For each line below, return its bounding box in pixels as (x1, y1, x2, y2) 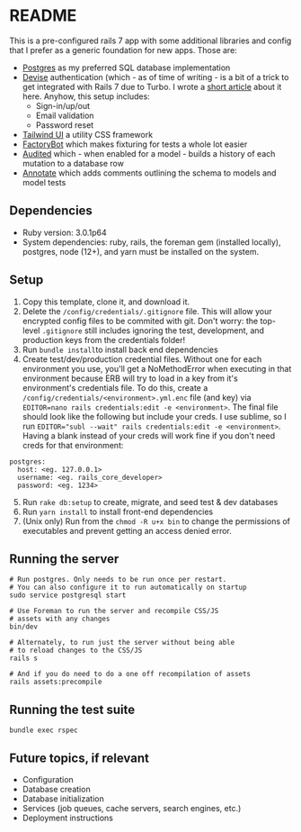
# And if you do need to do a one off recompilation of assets (9, 670, 252, 679)
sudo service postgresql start (9, 591, 127, 600)
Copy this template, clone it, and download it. (22, 296, 190, 307)
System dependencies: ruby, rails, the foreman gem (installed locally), (22, 236, 281, 248)
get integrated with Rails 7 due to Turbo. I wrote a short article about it (22, 81, 282, 92)
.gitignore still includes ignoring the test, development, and (41, 325, 265, 336)
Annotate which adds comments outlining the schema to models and (22, 167, 277, 178)
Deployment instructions (22, 812, 114, 823)
